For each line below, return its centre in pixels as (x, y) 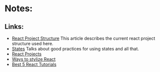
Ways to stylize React (34, 59)
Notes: (19, 9)
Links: (14, 27)
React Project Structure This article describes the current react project (83, 38)
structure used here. (33, 44)
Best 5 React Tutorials (34, 64)
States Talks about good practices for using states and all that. (75, 49)
